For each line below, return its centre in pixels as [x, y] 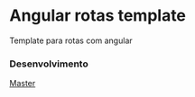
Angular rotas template [98, 16]
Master [23, 84]
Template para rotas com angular [71, 40]
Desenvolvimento [49, 64]
